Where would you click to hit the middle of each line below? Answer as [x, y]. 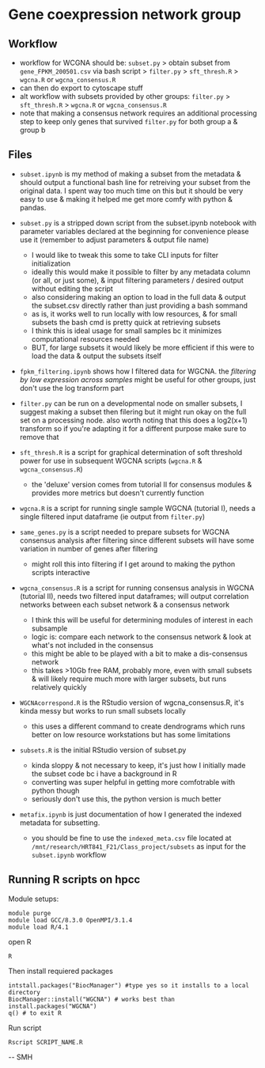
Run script [25, 1028]
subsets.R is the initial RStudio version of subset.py [103, 750]
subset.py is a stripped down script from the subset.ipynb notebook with [138, 222]
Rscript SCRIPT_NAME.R [45, 1042]
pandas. [33, 207]
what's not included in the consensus [93, 645]
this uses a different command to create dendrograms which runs [138, 726]
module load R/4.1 [38, 927]
